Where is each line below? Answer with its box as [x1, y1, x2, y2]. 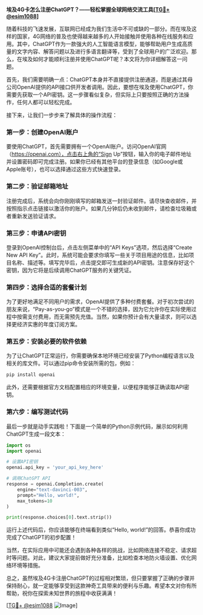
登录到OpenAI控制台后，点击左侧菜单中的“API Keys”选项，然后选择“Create [6, 243, 192, 251]
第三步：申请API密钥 [6, 229, 66, 237]
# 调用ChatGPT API [6, 475, 51, 482]
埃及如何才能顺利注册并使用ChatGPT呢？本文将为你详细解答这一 [22, 56, 182, 62]
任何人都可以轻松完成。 [16, 99, 76, 105]
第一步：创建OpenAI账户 [6, 128, 79, 136]
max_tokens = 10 [17, 498, 53, 504]
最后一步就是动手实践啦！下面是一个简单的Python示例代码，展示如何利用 [6, 423, 188, 430]
